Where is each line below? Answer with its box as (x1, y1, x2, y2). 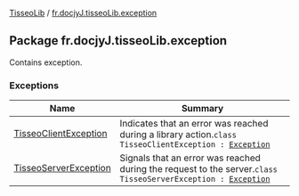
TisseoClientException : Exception (119, 140, 271, 150)
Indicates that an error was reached (119, 118, 269, 130)
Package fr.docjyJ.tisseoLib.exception (9, 33, 228, 48)
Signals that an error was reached (119, 151, 261, 164)
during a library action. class (119, 128, 238, 141)
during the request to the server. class (119, 163, 279, 176)
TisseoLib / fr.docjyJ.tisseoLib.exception (9, 8, 158, 18)
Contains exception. (9, 57, 83, 68)
